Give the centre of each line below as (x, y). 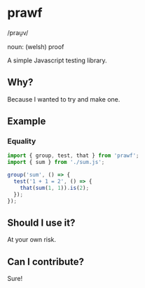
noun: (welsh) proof (36, 46)
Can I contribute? (46, 262)
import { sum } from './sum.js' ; (56, 163)
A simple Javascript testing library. (57, 60)
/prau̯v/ (18, 32)
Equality (22, 142)
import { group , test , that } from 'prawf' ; (73, 156)
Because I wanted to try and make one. (64, 99)
